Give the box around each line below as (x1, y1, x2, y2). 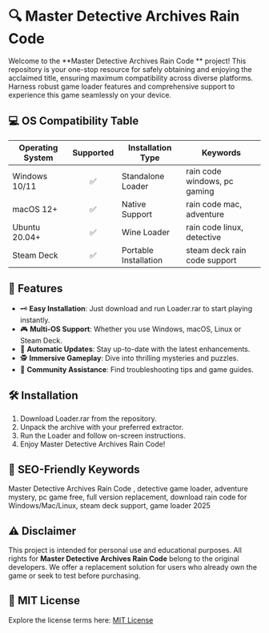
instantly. (19, 314, 50, 325)
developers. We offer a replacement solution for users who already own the (8, 563, 258, 571)
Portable (121, 244, 154, 255)
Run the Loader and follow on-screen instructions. (19, 431, 186, 441)
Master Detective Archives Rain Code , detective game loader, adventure (8, 484, 248, 494)
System (23, 152, 54, 163)
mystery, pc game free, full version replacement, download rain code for (8, 492, 247, 502)
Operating (18, 142, 58, 153)
